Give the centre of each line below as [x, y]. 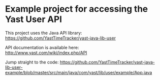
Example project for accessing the [77, 9]
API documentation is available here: [42, 47]
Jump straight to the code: [32, 62]
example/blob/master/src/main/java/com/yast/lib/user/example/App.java [79, 72]
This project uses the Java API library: [44, 33]
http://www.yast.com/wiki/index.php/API [46, 53]
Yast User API [34, 19]
